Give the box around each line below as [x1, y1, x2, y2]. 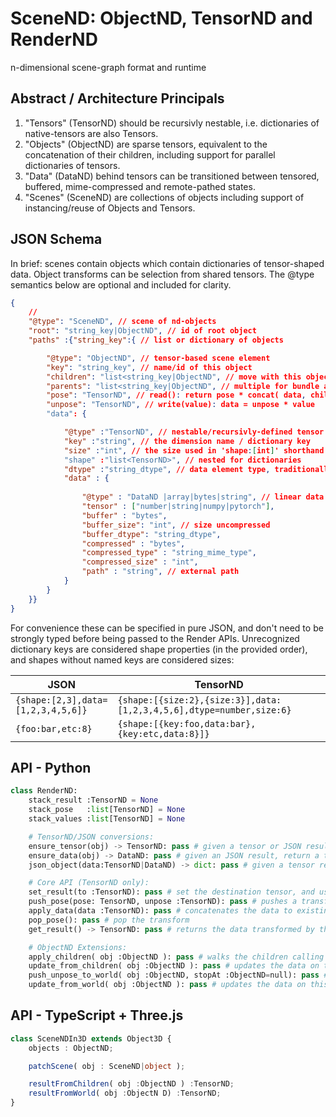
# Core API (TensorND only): [28, 878, 150, 888]
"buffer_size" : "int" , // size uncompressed [81, 520, 271, 530]
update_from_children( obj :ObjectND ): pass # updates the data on [28, 961, 320, 971]
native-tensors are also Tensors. [24, 127, 159, 139]
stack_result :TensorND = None [28, 795, 159, 806]
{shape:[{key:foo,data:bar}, [117, 718, 257, 729]
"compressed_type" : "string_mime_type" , [81, 548, 257, 558]
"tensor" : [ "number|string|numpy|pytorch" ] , [81, 502, 275, 512]
